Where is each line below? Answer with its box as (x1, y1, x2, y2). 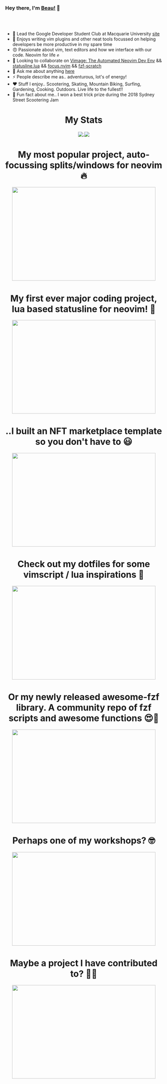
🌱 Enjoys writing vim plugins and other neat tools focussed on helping (12, 36, 156, 42)
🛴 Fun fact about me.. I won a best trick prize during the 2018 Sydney (12, 92, 155, 98)
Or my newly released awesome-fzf (8, 692, 160, 703)
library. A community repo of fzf (15, 702, 152, 714)
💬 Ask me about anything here (12, 68, 75, 74)
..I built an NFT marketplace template (5, 425, 162, 437)
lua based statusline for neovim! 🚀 (11, 303, 156, 315)
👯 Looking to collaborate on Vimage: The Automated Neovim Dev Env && (12, 57, 162, 64)
